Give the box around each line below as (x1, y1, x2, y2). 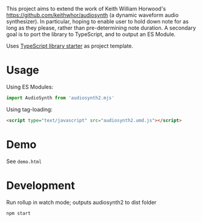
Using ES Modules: (6, 83, 54, 90)
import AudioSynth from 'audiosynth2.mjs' (6, 94, 115, 101)
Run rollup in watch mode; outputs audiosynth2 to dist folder (6, 199, 157, 206)
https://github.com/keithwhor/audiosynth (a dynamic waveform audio (6, 11, 179, 19)
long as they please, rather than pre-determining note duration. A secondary (6, 24, 196, 31)
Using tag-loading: (6, 105, 53, 113)
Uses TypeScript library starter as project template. (6, 42, 134, 49)
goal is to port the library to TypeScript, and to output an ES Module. (6, 31, 176, 38)
